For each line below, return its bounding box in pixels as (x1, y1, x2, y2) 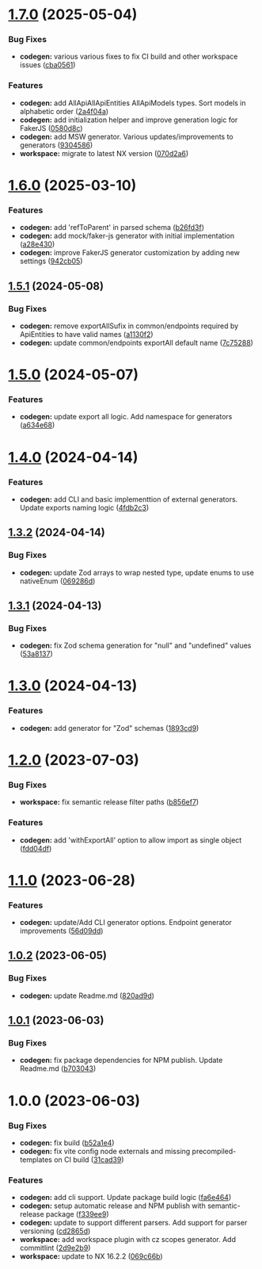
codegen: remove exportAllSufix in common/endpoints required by (19, 321, 239, 331)
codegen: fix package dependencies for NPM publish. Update (19, 1056, 223, 1065)
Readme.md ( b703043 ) (19, 1064, 97, 1073)
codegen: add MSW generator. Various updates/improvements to (19, 132, 234, 141)
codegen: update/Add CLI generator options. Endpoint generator (19, 918, 232, 927)
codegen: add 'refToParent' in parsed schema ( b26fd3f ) (19, 223, 204, 232)
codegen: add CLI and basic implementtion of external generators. (19, 494, 238, 504)
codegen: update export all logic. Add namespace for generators (19, 412, 233, 422)
